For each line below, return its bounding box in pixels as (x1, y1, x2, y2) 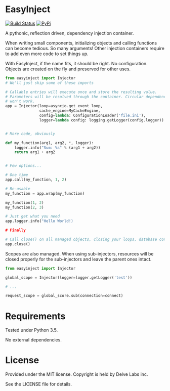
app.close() (5, 241, 30, 246)
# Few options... (5, 163, 42, 168)
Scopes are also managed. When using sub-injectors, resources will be (5, 250, 154, 256)
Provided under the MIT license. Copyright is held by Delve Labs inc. (5, 371, 148, 377)
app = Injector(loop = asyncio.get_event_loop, (5, 104, 103, 109)
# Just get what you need (5, 214, 60, 219)
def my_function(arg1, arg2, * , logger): (5, 140, 94, 145)
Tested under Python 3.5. (5, 327, 58, 333)
